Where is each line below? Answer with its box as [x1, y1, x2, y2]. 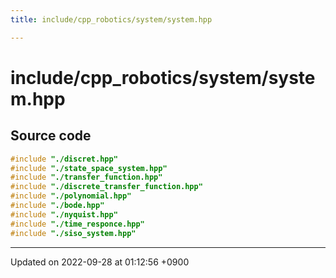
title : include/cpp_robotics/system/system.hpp [10, 14, 213, 25]
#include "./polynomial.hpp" [10, 191, 132, 201]
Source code [10, 127, 92, 145]
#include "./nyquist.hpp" [10, 209, 118, 220]
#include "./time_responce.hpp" [10, 219, 145, 229]
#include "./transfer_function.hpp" [10, 172, 163, 183]
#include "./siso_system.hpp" [10, 228, 137, 238]
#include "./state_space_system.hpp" [10, 163, 168, 173]
